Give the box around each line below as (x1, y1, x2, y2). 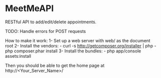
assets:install (5, 53, 32, 59)
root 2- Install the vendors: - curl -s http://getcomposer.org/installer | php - (5, 43, 157, 48)
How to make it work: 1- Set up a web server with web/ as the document (5, 37, 151, 44)
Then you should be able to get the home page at (5, 62, 105, 68)
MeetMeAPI (5, 3, 54, 14)
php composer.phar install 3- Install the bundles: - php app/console (5, 48, 141, 54)
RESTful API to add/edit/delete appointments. (5, 19, 97, 25)
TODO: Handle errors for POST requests (5, 28, 86, 34)
